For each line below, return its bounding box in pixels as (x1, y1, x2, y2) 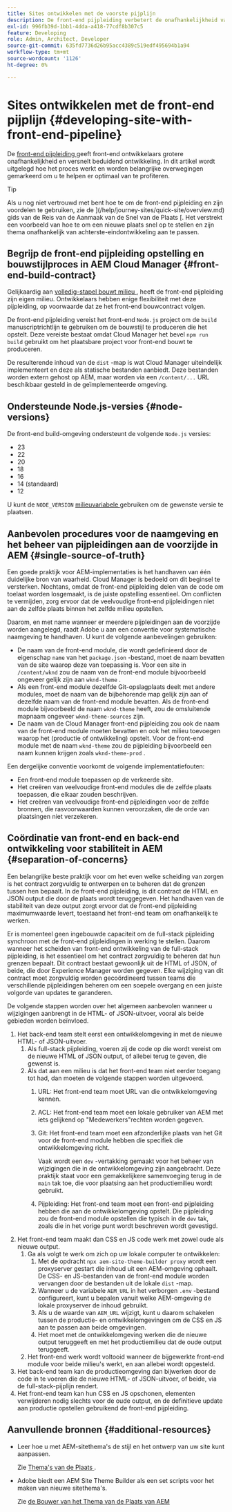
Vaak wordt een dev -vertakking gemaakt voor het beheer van (37, 1157, 214, 1165)
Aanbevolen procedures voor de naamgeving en (7, 528, 219, 540)
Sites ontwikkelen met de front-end (7, 97, 215, 113)
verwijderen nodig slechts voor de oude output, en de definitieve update (17, 1397, 223, 1405)
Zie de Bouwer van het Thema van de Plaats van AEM (17, 1497, 171, 1505)
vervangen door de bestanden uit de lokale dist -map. (37, 1279, 193, 1287)
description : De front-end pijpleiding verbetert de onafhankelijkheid (7, 17, 217, 23)
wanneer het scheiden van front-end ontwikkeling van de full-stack (7, 944, 199, 952)
